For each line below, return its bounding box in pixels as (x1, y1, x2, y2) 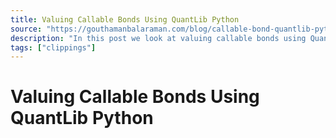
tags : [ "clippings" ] (10, 42, 97, 53)
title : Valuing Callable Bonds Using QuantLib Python (10, 14, 240, 25)
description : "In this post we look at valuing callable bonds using (10, 33, 307, 43)
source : (10, 24, 43, 34)
